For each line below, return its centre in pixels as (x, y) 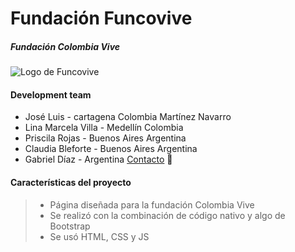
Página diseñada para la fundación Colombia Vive (152, 204)
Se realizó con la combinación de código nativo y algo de (167, 215)
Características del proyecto (71, 182)
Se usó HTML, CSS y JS (99, 236)
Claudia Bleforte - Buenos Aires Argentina (111, 149)
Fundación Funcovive (101, 18)
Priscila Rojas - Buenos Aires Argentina (105, 138)
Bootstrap (70, 226)
